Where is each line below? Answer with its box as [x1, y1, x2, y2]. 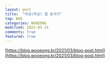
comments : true [5, 30, 36, 34]
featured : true [5, 34, 36, 39]
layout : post [5, 7, 31, 12]
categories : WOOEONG [5, 20, 47, 26]
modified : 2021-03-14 [5, 25, 49, 30]
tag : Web [5, 16, 23, 21]
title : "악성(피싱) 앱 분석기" [5, 12, 62, 16]
